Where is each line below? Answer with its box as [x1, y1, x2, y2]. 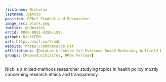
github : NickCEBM [5, 35, 41, 40]
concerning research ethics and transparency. [5, 72, 99, 78]
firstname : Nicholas [5, 7, 48, 12]
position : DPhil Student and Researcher [5, 16, 90, 21]
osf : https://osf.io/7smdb [5, 39, 61, 44]
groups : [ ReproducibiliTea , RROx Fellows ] [5, 53, 94, 58]
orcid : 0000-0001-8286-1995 [5, 30, 63, 35]
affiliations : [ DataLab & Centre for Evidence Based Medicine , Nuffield [5, 48, 158, 53]
